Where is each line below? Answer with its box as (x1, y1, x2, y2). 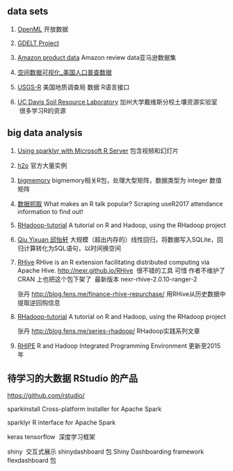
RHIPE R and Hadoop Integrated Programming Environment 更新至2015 (17, 341, 221, 350)
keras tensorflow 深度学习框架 (7, 433, 96, 441)
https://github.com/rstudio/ (7, 392, 85, 400)
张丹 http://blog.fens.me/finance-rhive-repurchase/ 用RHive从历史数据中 (17, 289, 226, 298)
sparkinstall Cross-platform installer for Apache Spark (7, 405, 162, 413)
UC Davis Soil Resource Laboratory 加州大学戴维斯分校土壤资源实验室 (17, 98, 218, 106)
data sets (7, 6, 49, 17)
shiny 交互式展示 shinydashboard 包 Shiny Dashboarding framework (7, 447, 204, 456)
